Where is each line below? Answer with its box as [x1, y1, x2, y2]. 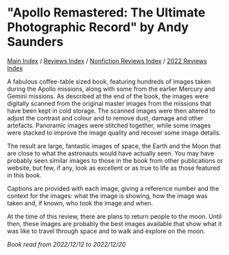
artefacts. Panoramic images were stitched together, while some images [7, 121, 211, 129]
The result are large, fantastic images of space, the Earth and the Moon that [7, 142, 221, 150]
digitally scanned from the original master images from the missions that [7, 99, 211, 107]
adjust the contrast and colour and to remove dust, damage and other [7, 113, 204, 122]
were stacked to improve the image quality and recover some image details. [7, 129, 221, 137]
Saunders [7, 34, 64, 49]
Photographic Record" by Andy [7, 19, 189, 35]
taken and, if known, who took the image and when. [7, 199, 154, 207]
